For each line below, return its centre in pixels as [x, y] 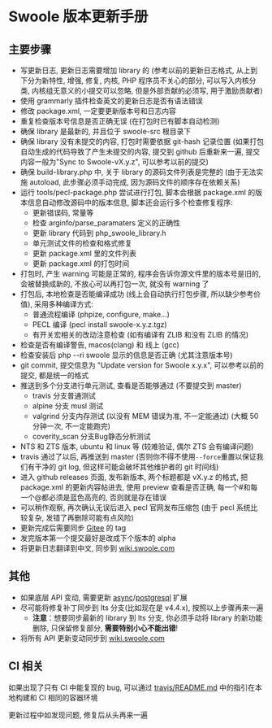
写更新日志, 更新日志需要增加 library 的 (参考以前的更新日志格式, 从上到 [139, 70]
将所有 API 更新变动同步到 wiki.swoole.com [92, 638]
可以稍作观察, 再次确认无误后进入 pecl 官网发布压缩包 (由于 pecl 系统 [135, 508]
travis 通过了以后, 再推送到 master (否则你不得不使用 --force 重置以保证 [138, 457]
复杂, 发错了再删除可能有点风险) [80, 518]
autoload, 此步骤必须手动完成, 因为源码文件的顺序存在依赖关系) [135, 182]
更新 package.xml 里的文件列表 [84, 253]
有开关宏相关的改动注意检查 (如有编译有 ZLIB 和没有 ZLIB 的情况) [140, 335]
